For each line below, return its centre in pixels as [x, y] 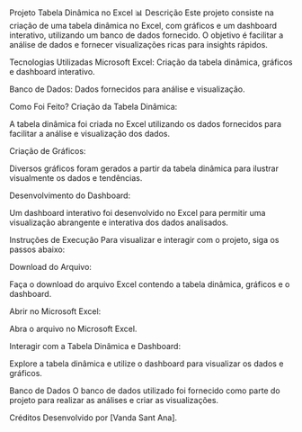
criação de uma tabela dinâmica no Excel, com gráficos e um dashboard [143, 26]
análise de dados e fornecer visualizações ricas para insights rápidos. [138, 45]
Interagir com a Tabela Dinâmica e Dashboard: [95, 346]
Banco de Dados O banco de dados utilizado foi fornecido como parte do [145, 391]
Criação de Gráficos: [48, 151]
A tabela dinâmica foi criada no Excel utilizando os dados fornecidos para [145, 124]
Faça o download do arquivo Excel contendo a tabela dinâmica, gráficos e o [150, 284]
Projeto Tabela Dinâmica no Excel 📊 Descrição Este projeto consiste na [142, 13]
